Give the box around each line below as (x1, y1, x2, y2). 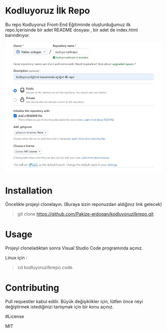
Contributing (5, 282, 59, 293)
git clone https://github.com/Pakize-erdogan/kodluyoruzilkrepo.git (17, 211, 154, 217)
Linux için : (5, 255, 27, 261)
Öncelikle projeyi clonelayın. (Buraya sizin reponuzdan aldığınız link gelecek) (5, 201, 162, 207)
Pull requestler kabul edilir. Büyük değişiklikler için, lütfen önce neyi (5, 298, 143, 304)
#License (5, 313, 24, 319)
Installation (5, 185, 53, 196)
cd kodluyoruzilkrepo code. (17, 264, 74, 270)
